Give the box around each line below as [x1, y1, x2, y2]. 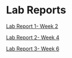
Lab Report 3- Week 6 [6, 45, 60, 52]
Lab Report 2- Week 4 [6, 34, 60, 41]
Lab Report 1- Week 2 [6, 23, 59, 30]
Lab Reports [6, 3, 66, 17]
